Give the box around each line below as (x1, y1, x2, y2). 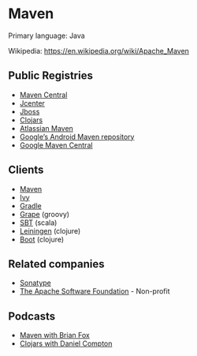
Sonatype (19, 278, 51, 288)
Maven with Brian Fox (19, 331, 91, 340)
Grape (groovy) (19, 209, 69, 219)
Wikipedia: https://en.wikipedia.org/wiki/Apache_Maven (8, 46, 189, 55)
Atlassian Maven (19, 123, 73, 133)
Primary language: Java (8, 31, 85, 40)
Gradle (19, 200, 42, 210)
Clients (8, 163, 44, 177)
